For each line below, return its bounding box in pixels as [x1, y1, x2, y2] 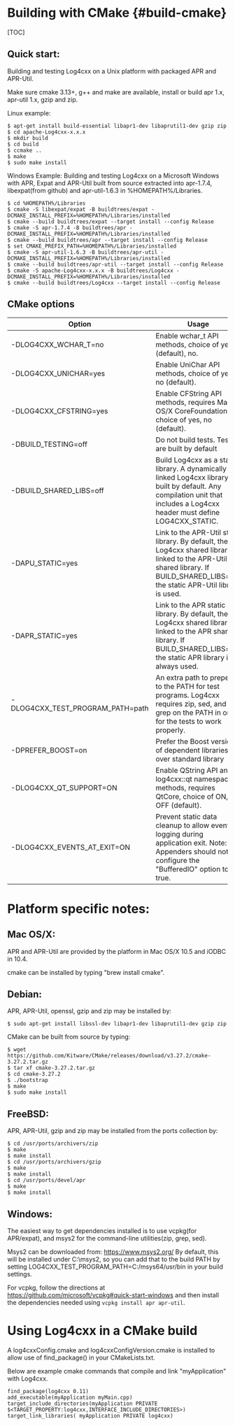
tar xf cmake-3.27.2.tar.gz [13, 1064, 96, 1071]
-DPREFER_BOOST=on [10, 745, 87, 755]
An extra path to [155, 673, 208, 683]
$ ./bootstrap [7, 1077, 49, 1084]
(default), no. [155, 348, 199, 358]
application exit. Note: [155, 838, 227, 848]
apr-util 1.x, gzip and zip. [7, 95, 78, 104]
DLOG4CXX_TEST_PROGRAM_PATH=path [10, 703, 149, 713]
